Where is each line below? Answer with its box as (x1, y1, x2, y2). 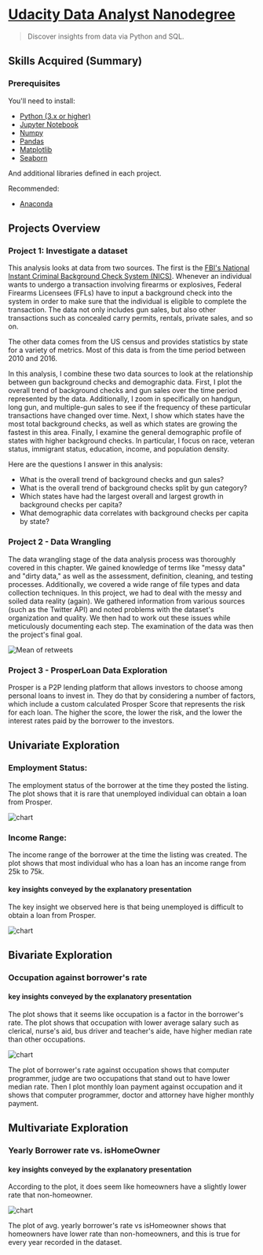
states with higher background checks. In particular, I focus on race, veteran (8, 436, 255, 446)
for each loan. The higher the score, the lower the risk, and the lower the (8, 707, 243, 717)
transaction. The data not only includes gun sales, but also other (8, 305, 216, 314)
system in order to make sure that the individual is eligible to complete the (8, 297, 247, 306)
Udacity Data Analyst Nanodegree (8, 6, 236, 24)
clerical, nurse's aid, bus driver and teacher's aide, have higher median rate (8, 1026, 253, 1035)
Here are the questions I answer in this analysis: (8, 459, 163, 470)
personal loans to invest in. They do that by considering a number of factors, (8, 691, 256, 700)
